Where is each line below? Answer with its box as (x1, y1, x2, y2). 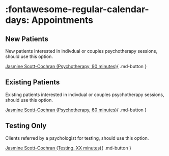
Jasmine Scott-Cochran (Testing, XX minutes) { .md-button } (5, 145, 131, 151)
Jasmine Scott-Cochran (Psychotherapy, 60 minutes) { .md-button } (5, 107, 147, 113)
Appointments (31, 14, 93, 26)
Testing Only (5, 121, 47, 130)
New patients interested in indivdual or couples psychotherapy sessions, (5, 48, 158, 54)
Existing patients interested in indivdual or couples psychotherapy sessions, (5, 91, 164, 98)
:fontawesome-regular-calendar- (5, 4, 149, 15)
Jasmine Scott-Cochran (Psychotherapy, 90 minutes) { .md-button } (5, 64, 147, 69)
